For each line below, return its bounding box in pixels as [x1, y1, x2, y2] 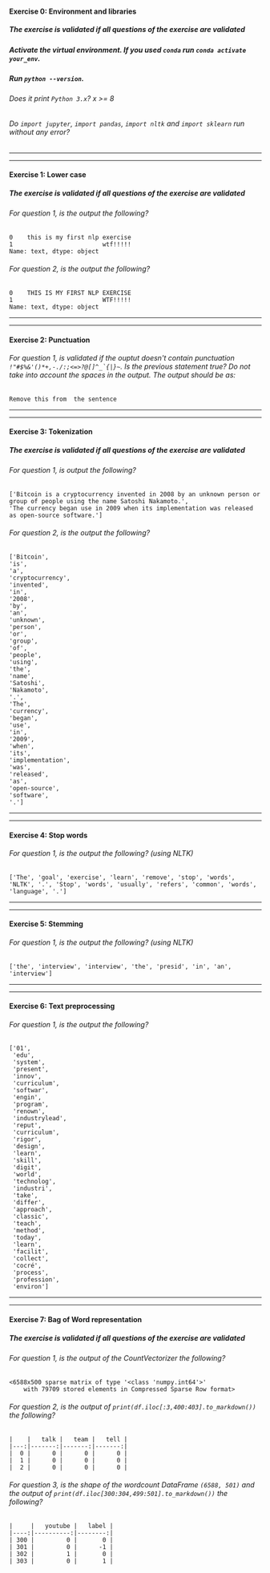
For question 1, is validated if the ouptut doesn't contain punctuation [9, 353, 235, 363]
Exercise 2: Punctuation [9, 335, 91, 345]
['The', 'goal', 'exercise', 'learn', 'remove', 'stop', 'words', [9, 873, 236, 881]
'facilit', [12, 1248, 49, 1256]
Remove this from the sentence [9, 395, 117, 403]
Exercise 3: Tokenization [9, 427, 93, 437]
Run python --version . [9, 73, 85, 83]
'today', [12, 1234, 42, 1242]
